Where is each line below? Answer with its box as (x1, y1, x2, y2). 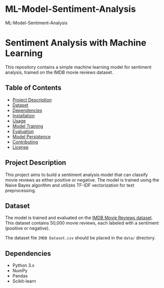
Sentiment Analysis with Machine (5, 37, 147, 48)
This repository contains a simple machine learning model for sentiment (5, 64, 152, 70)
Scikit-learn (12, 278, 36, 284)
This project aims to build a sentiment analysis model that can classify (5, 172, 148, 178)
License (12, 144, 29, 150)
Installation (12, 112, 35, 118)
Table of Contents (5, 84, 62, 92)
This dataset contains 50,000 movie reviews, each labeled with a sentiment (5, 220, 159, 226)
